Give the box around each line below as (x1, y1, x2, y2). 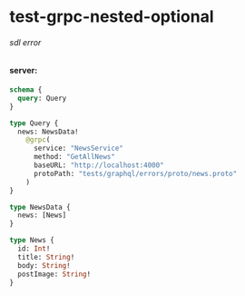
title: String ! (17, 252, 75, 261)
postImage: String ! (17, 270, 92, 279)
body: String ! (17, 261, 71, 270)
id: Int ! (17, 244, 51, 253)
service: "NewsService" (33, 143, 124, 153)
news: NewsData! (17, 127, 79, 136)
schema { (9, 85, 43, 94)
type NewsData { (9, 202, 71, 212)
